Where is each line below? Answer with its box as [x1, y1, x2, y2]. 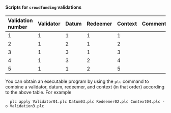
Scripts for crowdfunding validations [5, 4, 82, 10]
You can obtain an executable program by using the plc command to [5, 78, 149, 84]
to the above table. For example [5, 89, 72, 96]
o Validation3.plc [5, 104, 44, 109]
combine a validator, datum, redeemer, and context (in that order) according [5, 84, 164, 90]
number [8, 24, 27, 31]
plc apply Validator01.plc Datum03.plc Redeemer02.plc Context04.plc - [10, 99, 165, 104]
